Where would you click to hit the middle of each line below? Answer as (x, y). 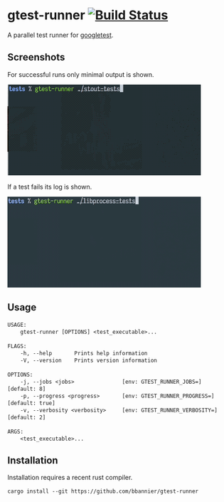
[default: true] (31, 403)
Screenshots (36, 57)
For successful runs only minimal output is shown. (81, 74)
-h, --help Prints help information (84, 353)
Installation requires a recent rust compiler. (70, 478)
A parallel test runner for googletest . (60, 35)
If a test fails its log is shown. (50, 187)
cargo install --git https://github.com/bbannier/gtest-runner (103, 491)
